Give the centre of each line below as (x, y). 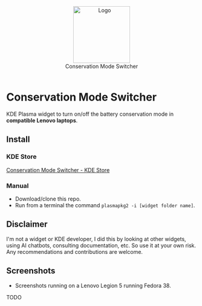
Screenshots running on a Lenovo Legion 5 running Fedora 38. (93, 285)
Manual (18, 185)
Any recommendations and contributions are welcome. (75, 251)
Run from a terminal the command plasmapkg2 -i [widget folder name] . (105, 205)
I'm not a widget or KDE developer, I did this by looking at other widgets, (96, 239)
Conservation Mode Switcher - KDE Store (58, 170)
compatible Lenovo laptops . (42, 120)
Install (18, 140)
